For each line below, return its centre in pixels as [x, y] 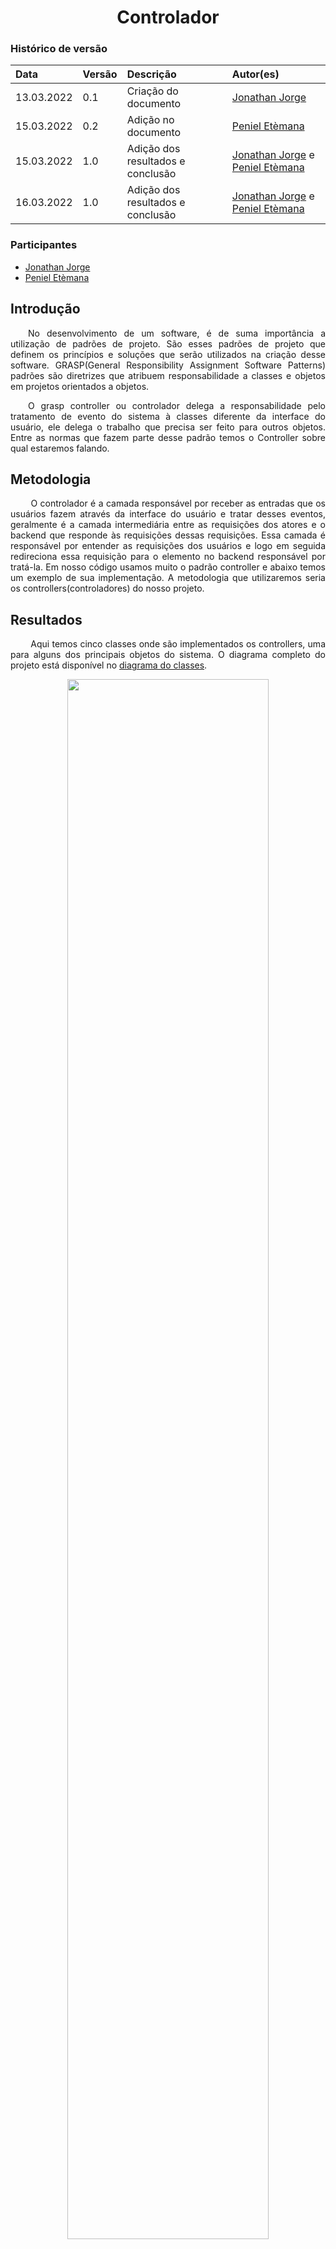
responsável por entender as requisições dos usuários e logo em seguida [168, 546]
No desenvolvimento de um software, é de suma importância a [177, 333]
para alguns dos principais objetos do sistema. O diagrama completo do [168, 655]
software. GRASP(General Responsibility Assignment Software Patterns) [168, 365]
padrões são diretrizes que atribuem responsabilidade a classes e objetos [168, 375]
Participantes [44, 245]
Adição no [150, 120]
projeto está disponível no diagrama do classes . [109, 665]
